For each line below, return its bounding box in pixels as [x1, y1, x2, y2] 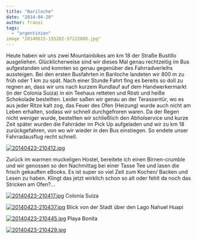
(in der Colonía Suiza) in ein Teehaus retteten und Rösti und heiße [6, 89, 165, 96]
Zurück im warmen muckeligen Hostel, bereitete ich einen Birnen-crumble [6, 156, 185, 163]
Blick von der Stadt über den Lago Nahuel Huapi [66, 204, 183, 210]
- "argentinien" [11, 31, 51, 36]
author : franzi [6, 19, 44, 25]
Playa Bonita [67, 215, 98, 222]
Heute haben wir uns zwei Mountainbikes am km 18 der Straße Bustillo [6, 52, 176, 59]
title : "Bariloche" [6, 8, 54, 15]
